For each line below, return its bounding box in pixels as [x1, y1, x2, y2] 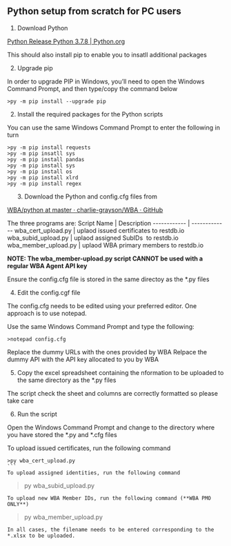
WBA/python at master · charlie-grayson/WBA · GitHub [7, 205, 163, 214]
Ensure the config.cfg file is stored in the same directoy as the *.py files [7, 275, 210, 283]
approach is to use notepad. [7, 309, 88, 317]
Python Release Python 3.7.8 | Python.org [7, 37, 125, 45]
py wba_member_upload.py [23, 513, 103, 521]
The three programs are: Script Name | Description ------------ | [7, 219, 190, 227]
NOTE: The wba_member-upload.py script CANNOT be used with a [7, 254, 203, 263]
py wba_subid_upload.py [23, 481, 95, 489]
